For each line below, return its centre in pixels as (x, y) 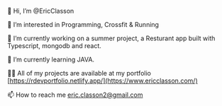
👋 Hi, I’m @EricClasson (41, 11)
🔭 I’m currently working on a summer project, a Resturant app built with (111, 38)
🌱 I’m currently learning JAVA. (51, 59)
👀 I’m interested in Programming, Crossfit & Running (83, 24)
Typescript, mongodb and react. (54, 46)
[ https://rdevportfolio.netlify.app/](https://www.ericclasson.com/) (102, 81)
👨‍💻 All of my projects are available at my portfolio (79, 73)
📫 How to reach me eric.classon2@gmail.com (75, 95)
